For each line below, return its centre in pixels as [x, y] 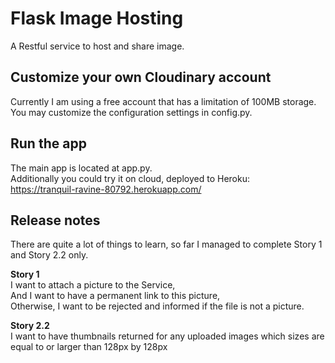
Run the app [48, 143]
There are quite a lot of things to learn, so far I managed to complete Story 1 [166, 244]
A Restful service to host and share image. [97, 46]
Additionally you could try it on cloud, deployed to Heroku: [130, 178]
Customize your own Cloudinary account [141, 77]
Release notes [55, 220]
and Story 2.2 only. [49, 255]
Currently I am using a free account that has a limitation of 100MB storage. [163, 101]
